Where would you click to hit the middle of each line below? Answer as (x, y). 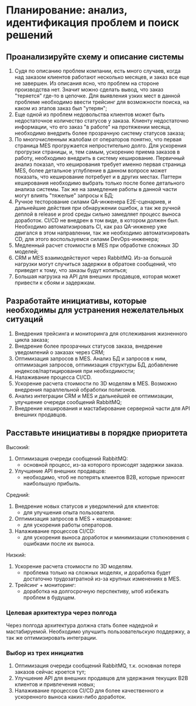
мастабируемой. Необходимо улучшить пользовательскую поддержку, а (98, 632)
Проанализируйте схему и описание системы (95, 57)
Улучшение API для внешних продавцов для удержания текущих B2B (101, 678)
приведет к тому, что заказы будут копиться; (71, 270)
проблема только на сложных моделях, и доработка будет (97, 572)
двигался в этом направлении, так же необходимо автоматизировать (102, 233)
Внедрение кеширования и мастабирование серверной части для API (102, 408)
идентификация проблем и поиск (93, 23)
